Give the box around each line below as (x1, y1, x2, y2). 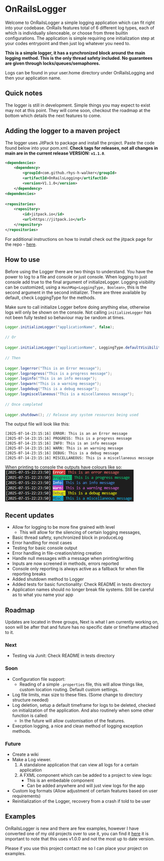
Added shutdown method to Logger (12, 576, 84, 582)
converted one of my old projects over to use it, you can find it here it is (5, 831, 149, 837)
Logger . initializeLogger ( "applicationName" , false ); (5, 325, 115, 329)
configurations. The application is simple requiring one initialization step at (5, 35, 155, 41)
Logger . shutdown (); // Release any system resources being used (5, 412, 139, 417)
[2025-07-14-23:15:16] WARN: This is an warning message (5, 446, 123, 451)
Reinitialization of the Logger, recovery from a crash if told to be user (12, 798, 151, 804)
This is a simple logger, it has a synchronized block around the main (5, 50, 145, 56)
